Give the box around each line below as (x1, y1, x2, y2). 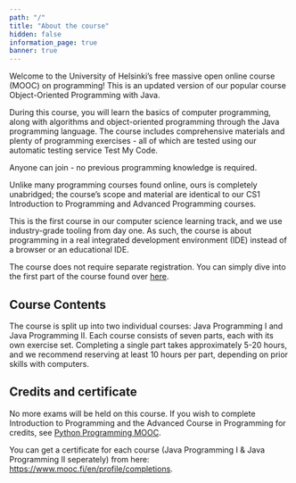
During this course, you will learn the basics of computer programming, (9, 107, 272, 118)
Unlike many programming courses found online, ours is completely (9, 179, 258, 190)
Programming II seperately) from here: (9, 454, 150, 464)
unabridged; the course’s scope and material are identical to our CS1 (9, 189, 260, 200)
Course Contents (9, 296, 107, 312)
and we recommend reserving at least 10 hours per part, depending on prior (9, 349, 288, 360)
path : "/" (9, 12, 46, 22)
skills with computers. (9, 358, 90, 369)
